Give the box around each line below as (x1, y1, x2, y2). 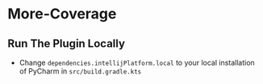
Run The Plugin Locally (7, 37, 126, 50)
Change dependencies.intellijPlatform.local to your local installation (19, 58, 255, 67)
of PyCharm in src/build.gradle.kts (19, 66, 142, 76)
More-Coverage (7, 5, 117, 23)
